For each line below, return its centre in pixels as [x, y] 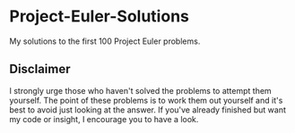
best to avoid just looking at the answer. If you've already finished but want [148, 110]
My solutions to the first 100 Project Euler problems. [105, 41]
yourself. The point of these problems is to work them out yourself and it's [146, 100]
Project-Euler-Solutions [100, 17]
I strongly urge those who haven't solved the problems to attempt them [140, 90]
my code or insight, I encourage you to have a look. [104, 119]
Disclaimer [40, 69]
